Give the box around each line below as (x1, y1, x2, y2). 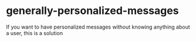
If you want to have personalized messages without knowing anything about (6, 23, 191, 30)
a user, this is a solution (6, 29, 63, 36)
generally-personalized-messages (6, 4, 179, 17)
